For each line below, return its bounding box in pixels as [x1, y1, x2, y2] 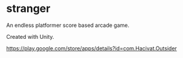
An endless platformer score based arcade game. [6, 22, 130, 29]
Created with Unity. [6, 33, 54, 40]
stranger [6, 2, 51, 16]
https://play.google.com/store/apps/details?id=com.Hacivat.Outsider [6, 44, 177, 52]
